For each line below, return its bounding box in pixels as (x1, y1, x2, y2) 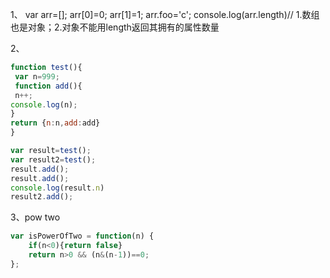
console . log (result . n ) (10, 183, 105, 193)
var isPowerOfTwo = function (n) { (10, 231, 155, 242)
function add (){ (14, 81, 83, 91)
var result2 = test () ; (10, 154, 97, 165)
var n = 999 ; (14, 71, 60, 82)
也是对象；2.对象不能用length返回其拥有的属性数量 (10, 21, 220, 33)
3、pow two (10, 211, 61, 223)
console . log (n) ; (10, 99, 78, 110)
